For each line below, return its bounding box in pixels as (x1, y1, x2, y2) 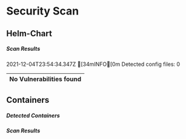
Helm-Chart (6, 28, 53, 39)
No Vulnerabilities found (9, 74, 82, 83)
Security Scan (6, 4, 79, 18)
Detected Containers (6, 112, 61, 119)
